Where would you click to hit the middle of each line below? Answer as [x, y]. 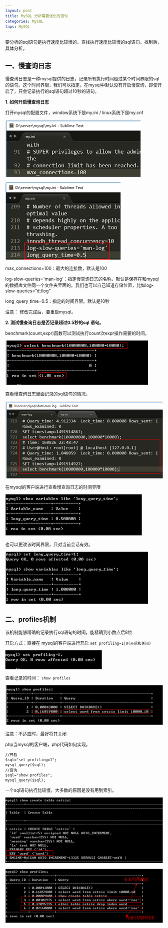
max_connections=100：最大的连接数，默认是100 [56, 268]
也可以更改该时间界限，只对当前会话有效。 [49, 544]
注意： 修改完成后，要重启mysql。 [40, 312]
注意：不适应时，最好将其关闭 [36, 734]
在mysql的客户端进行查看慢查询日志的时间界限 [53, 487]
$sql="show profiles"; [29, 775]
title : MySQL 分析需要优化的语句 [37, 16]
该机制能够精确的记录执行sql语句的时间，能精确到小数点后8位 [69, 632]
